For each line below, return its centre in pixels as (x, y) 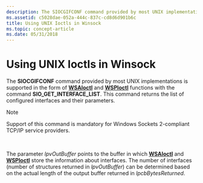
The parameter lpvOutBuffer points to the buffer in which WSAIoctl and (95, 154)
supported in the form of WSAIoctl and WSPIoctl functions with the (91, 88)
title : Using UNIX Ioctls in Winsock (54, 23)
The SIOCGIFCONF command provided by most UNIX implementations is (97, 81)
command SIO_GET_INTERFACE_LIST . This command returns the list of (95, 94)
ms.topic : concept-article (40, 29)
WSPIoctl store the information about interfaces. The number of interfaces (99, 161)
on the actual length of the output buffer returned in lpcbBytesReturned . (96, 173)
